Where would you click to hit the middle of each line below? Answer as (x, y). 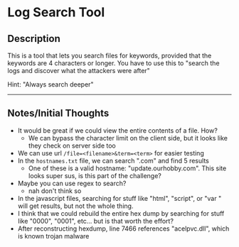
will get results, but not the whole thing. (75, 206)
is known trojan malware (53, 236)
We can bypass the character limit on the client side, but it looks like (128, 138)
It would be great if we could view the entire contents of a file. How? (118, 130)
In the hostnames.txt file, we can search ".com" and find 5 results (113, 160)
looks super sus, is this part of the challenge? (95, 175)
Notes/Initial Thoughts (58, 113)
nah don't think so (55, 191)
